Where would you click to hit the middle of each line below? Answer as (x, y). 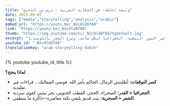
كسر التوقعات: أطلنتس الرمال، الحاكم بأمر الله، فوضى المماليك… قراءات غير (84, 82)
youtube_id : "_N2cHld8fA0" (34, 43)
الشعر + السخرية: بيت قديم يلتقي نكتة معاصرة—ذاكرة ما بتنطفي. (74, 98)
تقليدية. (19, 87)
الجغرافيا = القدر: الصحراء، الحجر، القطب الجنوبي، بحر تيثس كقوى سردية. (81, 92)
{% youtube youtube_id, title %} (38, 62)
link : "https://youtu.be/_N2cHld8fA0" (46, 29)
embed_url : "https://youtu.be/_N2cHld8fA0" (52, 24)
